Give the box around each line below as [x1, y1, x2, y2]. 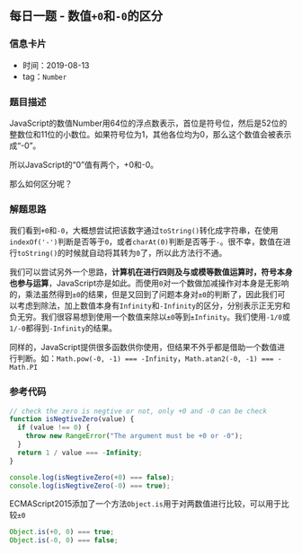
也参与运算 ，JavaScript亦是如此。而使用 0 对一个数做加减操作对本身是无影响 [9, 277, 289, 289]
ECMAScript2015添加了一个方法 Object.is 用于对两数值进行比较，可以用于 [9, 498, 281, 509]
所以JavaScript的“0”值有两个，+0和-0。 [9, 159, 159, 170]
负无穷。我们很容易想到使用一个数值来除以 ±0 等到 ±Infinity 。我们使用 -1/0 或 [9, 312, 290, 322]
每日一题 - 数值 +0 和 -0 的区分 [9, 8, 164, 24]
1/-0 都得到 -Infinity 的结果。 [9, 322, 118, 334]
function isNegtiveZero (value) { [9, 415, 135, 424]
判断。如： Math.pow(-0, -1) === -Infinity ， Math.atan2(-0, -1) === [16, 353, 274, 364]
